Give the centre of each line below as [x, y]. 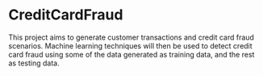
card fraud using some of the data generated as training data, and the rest [131, 54]
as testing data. [34, 63]
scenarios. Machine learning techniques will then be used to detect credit [130, 45]
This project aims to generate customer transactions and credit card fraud [131, 37]
